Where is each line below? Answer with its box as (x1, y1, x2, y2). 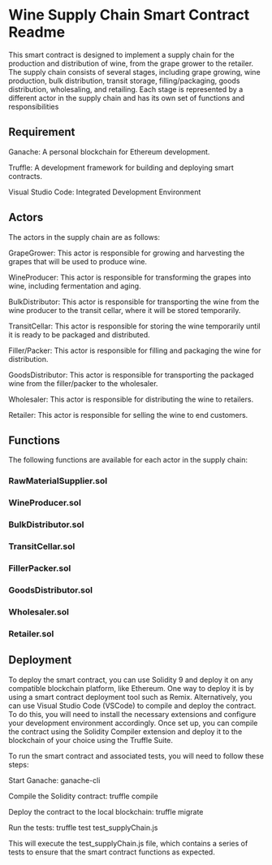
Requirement (8, 125, 76, 139)
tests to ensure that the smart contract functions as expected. (8, 847, 215, 857)
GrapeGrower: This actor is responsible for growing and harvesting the (8, 248, 245, 258)
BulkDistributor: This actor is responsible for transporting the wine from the (8, 297, 260, 306)
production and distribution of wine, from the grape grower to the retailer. (8, 59, 254, 68)
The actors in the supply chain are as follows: (8, 232, 161, 241)
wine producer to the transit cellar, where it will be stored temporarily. (8, 305, 241, 315)
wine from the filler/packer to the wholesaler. (8, 378, 158, 388)
